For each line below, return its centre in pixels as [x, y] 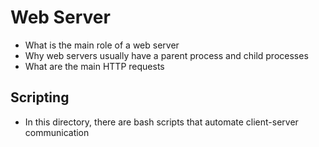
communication [57, 132]
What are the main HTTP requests [94, 66]
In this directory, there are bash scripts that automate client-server [161, 122]
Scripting [40, 97]
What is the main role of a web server [102, 45]
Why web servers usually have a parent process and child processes [166, 55]
